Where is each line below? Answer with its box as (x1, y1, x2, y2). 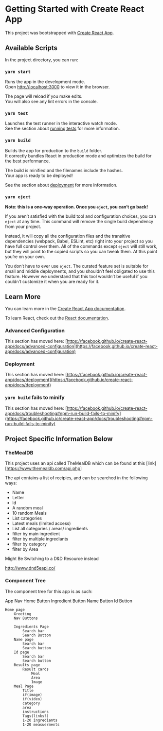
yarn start (5, 69, 31, 74)
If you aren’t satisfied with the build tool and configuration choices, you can (5, 213, 157, 219)
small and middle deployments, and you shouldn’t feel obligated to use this (5, 268, 155, 274)
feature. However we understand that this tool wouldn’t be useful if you (5, 273, 147, 279)
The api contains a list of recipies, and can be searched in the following (5, 475, 148, 481)
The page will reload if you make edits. (5, 93, 83, 99)
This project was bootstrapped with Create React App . (5, 30, 114, 35)
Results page (14, 662, 40, 667)
